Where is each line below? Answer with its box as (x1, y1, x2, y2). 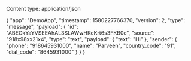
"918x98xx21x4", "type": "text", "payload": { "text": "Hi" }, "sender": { (6, 36, 177, 42)
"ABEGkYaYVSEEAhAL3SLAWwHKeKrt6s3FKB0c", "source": (6, 29, 155, 36)
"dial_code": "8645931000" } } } (6, 48, 86, 56)
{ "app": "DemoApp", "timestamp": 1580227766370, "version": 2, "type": (6, 17, 186, 23)
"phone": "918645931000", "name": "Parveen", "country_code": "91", (6, 42, 176, 49)
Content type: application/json (6, 5, 81, 12)
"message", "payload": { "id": (6, 23, 79, 30)
